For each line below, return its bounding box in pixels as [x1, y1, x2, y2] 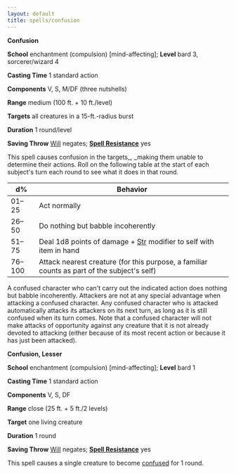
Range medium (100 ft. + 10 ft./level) [7, 98, 113, 106]
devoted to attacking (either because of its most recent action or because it [7, 328, 226, 337]
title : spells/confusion [7, 17, 80, 24]
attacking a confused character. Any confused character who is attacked [7, 298, 218, 307]
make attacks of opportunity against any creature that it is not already [7, 321, 209, 329]
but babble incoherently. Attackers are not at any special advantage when [7, 291, 221, 300]
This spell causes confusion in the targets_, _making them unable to [7, 153, 204, 161]
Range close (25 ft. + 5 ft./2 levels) [7, 404, 108, 412]
